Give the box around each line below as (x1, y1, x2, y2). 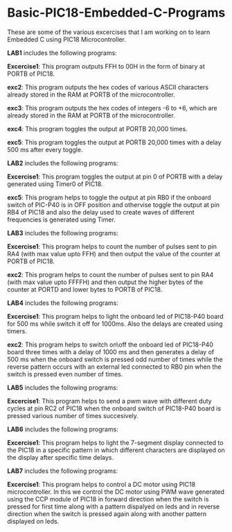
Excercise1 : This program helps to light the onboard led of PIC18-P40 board (7, 312, 224, 320)
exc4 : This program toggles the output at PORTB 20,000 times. (7, 124, 188, 133)
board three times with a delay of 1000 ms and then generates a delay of (7, 347, 215, 356)
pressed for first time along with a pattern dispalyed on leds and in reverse (7, 502, 220, 510)
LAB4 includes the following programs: (7, 299, 119, 307)
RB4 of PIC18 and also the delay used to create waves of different (7, 208, 195, 216)
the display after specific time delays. (7, 453, 114, 461)
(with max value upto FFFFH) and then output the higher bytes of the (7, 278, 204, 286)
